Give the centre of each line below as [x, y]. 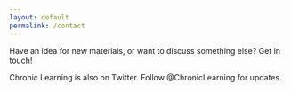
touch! [21, 60]
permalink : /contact [48, 26]
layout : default [39, 17]
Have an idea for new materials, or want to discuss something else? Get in [145, 50]
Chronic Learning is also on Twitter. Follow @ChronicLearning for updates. [145, 77]
